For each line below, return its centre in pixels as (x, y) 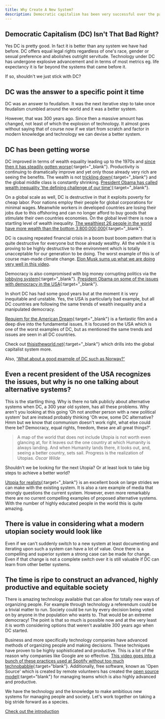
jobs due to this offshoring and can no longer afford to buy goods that (76, 212)
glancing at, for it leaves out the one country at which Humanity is (84, 442)
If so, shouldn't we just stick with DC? (43, 76)
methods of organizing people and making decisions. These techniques (78, 645)
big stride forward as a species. (37, 702)
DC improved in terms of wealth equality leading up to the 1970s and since (80, 161)
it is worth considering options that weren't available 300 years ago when (79, 626)
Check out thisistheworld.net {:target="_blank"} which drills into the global (80, 344)
